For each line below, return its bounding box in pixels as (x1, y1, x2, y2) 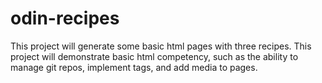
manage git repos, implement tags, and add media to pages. (10, 61, 258, 73)
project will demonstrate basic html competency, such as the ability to (10, 50, 299, 62)
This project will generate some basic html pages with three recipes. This (10, 40, 312, 52)
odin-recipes (10, 7, 120, 30)
